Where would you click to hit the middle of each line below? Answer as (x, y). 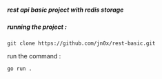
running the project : (37, 27)
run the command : (34, 56)
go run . (20, 69)
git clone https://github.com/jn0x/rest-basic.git (81, 44)
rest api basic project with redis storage (65, 10)
